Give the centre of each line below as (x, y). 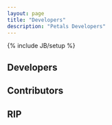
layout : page (26, 13)
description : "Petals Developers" (57, 26)
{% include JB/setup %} (41, 46)
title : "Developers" (37, 20)
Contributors (35, 91)
